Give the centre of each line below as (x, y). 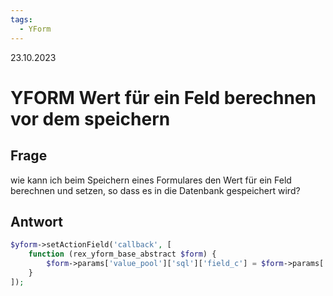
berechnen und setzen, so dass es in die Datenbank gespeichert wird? (155, 190)
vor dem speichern (90, 118)
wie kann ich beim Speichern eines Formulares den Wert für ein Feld (151, 180)
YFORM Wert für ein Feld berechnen (163, 97)
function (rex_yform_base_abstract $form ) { (122, 254)
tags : (21, 19)
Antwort (36, 221)
